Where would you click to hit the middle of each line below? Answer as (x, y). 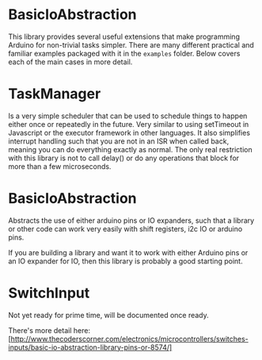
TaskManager (55, 94)
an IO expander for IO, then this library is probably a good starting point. (125, 261)
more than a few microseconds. (60, 166)
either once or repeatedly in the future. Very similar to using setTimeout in (129, 124)
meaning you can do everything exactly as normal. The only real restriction (130, 149)
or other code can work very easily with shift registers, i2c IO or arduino (125, 228)
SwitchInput (49, 293)
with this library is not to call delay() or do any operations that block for (124, 158)
